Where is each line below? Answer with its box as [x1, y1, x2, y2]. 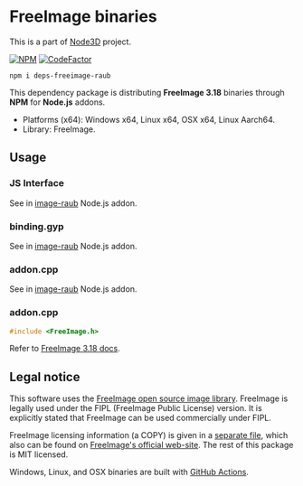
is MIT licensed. [9, 449, 69, 460]
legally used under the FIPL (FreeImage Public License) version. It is [9, 403, 262, 414]
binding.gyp [9, 220, 65, 232]
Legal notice [9, 369, 80, 385]
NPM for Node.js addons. [9, 97, 106, 107]
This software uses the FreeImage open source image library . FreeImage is [9, 393, 289, 404]
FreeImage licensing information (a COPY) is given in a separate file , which [9, 430, 289, 441]
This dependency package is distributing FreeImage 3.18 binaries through [9, 87, 285, 98]
